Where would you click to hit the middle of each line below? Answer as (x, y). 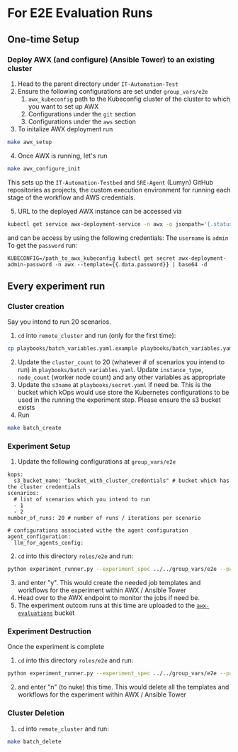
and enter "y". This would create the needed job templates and (109, 583)
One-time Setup (43, 39)
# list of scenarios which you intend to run (82, 500)
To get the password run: (42, 245)
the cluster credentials (44, 487)
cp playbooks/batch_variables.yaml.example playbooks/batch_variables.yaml (121, 349)
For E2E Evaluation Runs (80, 13)
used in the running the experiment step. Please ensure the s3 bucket (119, 400)
